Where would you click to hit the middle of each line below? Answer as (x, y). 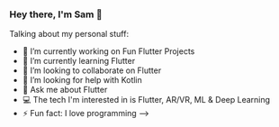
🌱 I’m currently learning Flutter (79, 61)
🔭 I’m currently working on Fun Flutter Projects (108, 51)
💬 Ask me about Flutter (65, 90)
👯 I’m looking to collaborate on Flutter (92, 70)
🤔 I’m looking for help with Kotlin (82, 80)
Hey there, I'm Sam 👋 (56, 14)
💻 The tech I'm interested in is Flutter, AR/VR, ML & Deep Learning (146, 100)
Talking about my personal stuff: (69, 34)
